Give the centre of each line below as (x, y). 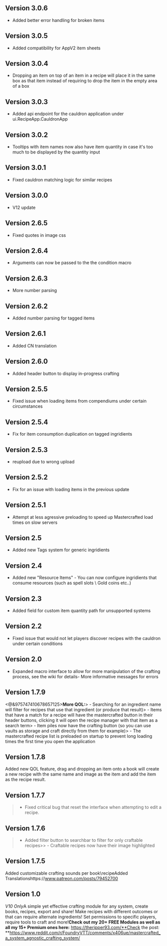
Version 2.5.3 (27, 450)
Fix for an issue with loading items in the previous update (71, 489)
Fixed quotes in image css (39, 235)
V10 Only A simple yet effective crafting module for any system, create (77, 906)
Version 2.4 (24, 565)
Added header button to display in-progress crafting (66, 373)
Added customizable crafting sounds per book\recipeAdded (67, 873)
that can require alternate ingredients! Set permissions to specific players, (81, 917)
